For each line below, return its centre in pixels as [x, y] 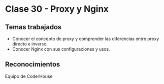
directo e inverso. [30, 44]
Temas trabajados [33, 27]
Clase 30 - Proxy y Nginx [57, 9]
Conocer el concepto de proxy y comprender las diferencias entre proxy [85, 39]
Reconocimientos [33, 64]
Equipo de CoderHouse [29, 76]
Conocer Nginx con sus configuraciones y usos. [61, 49]
